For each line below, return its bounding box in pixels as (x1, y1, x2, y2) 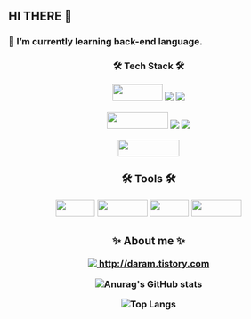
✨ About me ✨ (111, 234, 186, 249)
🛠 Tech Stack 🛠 (112, 60, 185, 72)
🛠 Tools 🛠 (121, 171, 176, 187)
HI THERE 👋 (8, 9, 73, 24)
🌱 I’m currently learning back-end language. (8, 36, 203, 48)
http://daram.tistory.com (98, 258, 210, 270)
